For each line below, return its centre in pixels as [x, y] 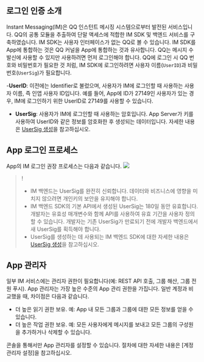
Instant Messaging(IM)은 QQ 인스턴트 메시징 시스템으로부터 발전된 [86, 27]
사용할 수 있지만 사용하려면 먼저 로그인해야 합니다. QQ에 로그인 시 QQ [105, 57]
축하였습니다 [21, 42]
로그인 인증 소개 [34, 11]
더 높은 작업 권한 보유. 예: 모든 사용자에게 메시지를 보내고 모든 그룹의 [96, 325]
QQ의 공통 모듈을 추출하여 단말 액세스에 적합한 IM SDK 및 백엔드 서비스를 [101, 34]
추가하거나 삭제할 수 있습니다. [57, 332]
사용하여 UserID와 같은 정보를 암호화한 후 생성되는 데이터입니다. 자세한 [99, 121]
